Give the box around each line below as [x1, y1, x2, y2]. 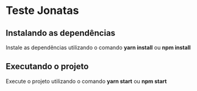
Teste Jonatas [5, 4, 79, 18]
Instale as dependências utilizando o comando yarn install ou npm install [5, 44, 191, 51]
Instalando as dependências [5, 28, 116, 38]
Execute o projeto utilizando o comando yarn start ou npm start [5, 77, 167, 85]
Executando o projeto [5, 61, 89, 72]
